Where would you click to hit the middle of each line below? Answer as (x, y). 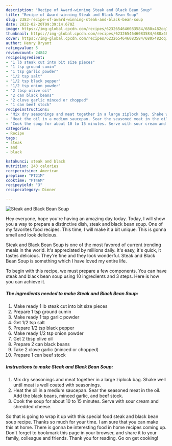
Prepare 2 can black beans (42, 344)
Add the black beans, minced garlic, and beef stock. (68, 396)
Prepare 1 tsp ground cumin (42, 311)
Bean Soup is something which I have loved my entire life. (66, 261)
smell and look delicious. (32, 235)
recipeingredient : (25, 57)
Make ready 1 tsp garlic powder (46, 317)
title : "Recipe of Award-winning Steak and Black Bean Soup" (72, 15)
